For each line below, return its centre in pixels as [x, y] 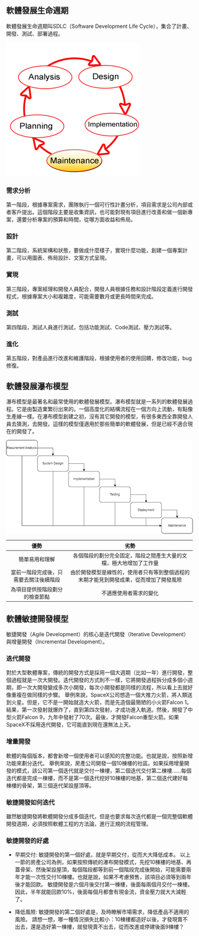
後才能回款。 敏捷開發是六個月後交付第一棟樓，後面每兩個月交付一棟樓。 [104, 884]
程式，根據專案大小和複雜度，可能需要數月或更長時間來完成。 [81, 296]
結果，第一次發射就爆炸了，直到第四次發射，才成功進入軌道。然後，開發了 [97, 710]
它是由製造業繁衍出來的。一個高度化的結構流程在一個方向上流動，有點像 [105, 409]
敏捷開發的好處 [28, 840]
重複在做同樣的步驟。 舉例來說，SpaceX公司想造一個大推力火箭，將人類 [99, 695]
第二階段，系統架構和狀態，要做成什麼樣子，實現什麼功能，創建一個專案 [94, 250]
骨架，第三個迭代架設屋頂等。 [58, 785]
